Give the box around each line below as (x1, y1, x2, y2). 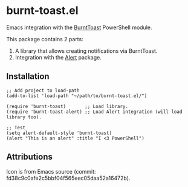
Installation (6, 71, 50, 82)
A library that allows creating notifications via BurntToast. (15, 47, 158, 55)
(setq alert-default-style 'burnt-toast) (6, 130, 112, 136)
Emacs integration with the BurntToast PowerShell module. (6, 24, 152, 31)
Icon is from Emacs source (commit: (6, 168, 96, 175)
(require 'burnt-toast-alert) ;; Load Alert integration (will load (6, 109, 183, 115)
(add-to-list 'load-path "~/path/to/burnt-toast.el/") (6, 92, 147, 99)
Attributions (6, 152, 53, 162)
